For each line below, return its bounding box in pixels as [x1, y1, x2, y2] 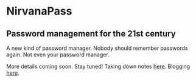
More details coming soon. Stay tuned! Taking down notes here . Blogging [6, 63, 191, 70]
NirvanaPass [6, 4, 72, 18]
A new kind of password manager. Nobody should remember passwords [6, 44, 188, 52]
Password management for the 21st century [6, 29, 177, 39]
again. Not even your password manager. [6, 51, 110, 58]
